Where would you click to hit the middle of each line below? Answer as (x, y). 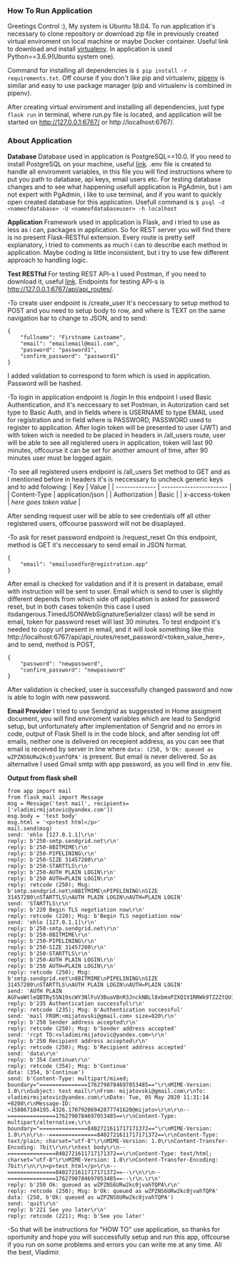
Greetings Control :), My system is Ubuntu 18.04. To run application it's (111, 26)
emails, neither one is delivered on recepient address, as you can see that (116, 741)
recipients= (112, 803)
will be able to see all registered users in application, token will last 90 (110, 442)
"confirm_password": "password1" (70, 356)
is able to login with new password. (59, 697)
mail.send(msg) (30, 828)
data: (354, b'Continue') (46, 1072)
